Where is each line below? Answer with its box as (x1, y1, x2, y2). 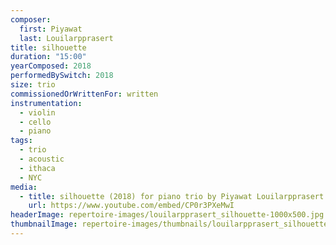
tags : (10, 136, 33, 146)
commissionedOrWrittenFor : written (10, 89, 159, 99)
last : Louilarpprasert (19, 33, 114, 43)
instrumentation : (10, 98, 83, 108)
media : (10, 182, 38, 192)
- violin (19, 107, 56, 118)
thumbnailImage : (10, 219, 78, 230)
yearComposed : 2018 (10, 61, 92, 71)
